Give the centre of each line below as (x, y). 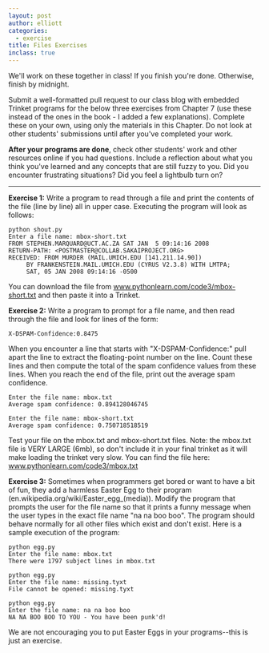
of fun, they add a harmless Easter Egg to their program (100, 490)
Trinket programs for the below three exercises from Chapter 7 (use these (130, 108)
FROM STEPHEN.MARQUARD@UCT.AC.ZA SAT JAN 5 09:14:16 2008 (109, 244)
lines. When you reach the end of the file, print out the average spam (122, 374)
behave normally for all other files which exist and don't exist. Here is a (125, 524)
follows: (21, 215)
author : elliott (35, 23)
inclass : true (32, 53)
